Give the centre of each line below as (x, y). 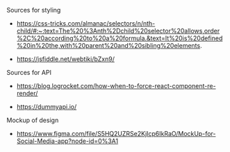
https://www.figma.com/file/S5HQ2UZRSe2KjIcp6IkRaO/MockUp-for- (116, 134)
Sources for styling (34, 10)
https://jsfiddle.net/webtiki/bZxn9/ (66, 59)
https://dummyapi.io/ (47, 107)
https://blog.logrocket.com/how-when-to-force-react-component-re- (116, 86)
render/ (27, 93)
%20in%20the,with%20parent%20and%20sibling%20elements (108, 45)
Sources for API (29, 73)
